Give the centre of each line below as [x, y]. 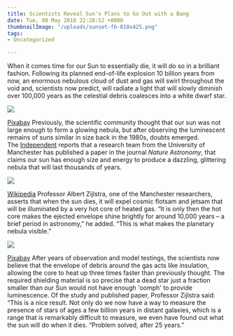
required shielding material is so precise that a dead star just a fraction [109, 281]
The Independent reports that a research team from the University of [106, 145]
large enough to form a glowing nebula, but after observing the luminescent [116, 130]
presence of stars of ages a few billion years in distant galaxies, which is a [114, 310]
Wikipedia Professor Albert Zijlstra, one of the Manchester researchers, [110, 194]
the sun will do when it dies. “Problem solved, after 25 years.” [96, 325]
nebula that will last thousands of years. [65, 167]
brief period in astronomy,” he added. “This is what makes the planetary [111, 224]
